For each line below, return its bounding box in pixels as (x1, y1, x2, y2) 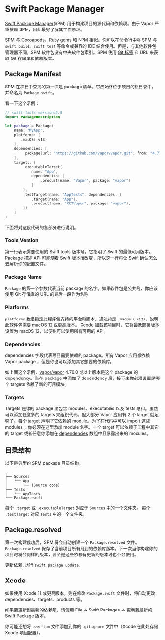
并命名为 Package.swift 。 (5, 89, 57, 95)
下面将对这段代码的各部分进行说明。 (5, 224, 79, 230)
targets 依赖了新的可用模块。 (10, 381, 70, 387)
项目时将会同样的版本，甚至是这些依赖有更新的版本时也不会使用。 (5, 552, 138, 557)
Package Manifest (5, 70, 62, 78)
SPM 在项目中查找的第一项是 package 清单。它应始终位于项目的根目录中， (5, 84, 156, 89)
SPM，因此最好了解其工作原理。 (19, 26, 85, 32)
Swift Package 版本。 (5, 613, 49, 619)
